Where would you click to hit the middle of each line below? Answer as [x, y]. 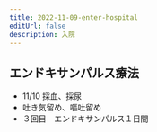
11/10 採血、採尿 [52, 96]
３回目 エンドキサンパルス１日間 [85, 119]
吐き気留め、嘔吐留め [61, 108]
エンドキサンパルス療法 [74, 73]
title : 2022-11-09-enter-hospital [74, 18]
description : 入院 [42, 34]
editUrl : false [38, 26]
